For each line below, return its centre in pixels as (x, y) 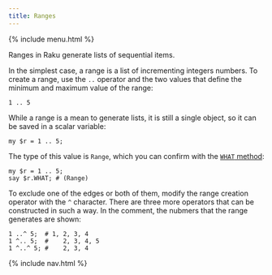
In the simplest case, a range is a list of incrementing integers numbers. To (133, 71)
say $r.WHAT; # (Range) (49, 178)
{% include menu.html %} (52, 39)
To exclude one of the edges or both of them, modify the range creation (129, 193)
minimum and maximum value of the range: (81, 88)
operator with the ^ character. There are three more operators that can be (131, 202)
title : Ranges (32, 16)
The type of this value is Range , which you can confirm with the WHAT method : (136, 156)
